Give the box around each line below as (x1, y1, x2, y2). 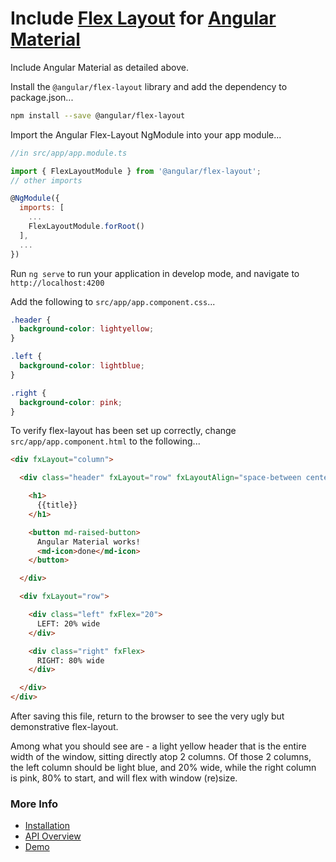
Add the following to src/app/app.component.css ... (10, 295, 216, 307)
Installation (24, 820, 71, 832)
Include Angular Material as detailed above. (10, 61, 189, 73)
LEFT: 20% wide (36, 618, 101, 629)
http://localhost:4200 (10, 278, 105, 288)
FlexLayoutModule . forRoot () (28, 222, 145, 232)
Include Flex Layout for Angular (10, 7, 277, 30)
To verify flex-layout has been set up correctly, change (10, 425, 237, 437)
